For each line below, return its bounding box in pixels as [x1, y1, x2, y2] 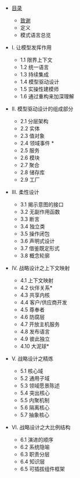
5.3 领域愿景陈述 [20, 382, 60, 389]
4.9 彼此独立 [20, 335, 50, 342]
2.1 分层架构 [20, 118, 49, 124]
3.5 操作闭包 [20, 230, 50, 237]
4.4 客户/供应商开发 [20, 299, 68, 306]
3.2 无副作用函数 [20, 209, 60, 215]
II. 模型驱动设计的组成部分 [11, 105, 74, 112]
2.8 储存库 [20, 169, 45, 176]
